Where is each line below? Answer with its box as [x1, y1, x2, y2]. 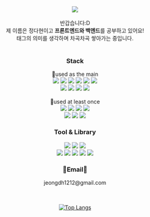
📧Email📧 [62, 165, 88, 174]
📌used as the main [51, 70, 99, 78]
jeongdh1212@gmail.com [43, 178, 107, 186]
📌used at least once [49, 98, 101, 106]
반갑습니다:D [60, 20, 90, 26]
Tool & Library [54, 128, 96, 136]
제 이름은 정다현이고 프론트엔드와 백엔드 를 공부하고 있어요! [5, 27, 145, 34]
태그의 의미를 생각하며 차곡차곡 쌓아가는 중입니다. [16, 35, 134, 42]
